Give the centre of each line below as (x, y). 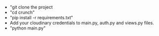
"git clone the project (31, 7)
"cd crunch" (22, 12)
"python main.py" (28, 28)
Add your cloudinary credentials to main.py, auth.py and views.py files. (82, 23)
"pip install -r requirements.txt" (41, 18)
